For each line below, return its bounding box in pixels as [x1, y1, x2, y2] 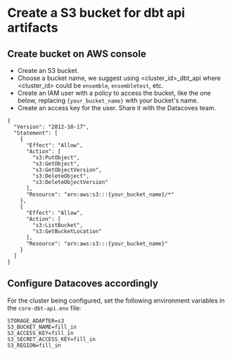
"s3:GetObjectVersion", [32, 166, 102, 173]
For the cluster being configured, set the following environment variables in [7, 296, 225, 305]
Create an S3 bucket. [17, 67, 79, 74]
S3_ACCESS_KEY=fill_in [7, 329, 74, 336]
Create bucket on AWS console [7, 48, 146, 60]
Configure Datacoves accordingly [7, 277, 158, 289]
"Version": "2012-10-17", [13, 124, 90, 131]
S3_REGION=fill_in [7, 342, 61, 349]
